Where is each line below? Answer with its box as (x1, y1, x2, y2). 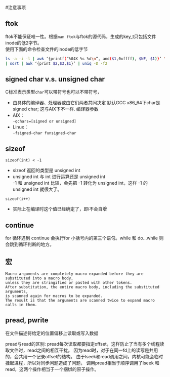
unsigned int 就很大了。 (12, 186, 62, 192)
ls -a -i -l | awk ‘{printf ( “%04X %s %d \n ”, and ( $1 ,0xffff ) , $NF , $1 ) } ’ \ (5, 56, 166, 61)
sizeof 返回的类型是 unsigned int (12, 167, 80, 174)
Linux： (12, 124, 29, 130)
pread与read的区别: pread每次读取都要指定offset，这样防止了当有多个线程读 (5, 341, 164, 347)
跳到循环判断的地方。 (9, 241, 54, 247)
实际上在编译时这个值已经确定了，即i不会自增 (12, 206, 107, 212)
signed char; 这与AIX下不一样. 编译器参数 (12, 106, 99, 112)
